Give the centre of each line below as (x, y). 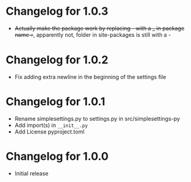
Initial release (31, 173)
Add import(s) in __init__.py (51, 125)
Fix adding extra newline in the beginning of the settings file (90, 77)
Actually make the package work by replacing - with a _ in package (99, 28)
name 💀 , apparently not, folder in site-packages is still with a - (93, 34)
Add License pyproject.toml (49, 131)
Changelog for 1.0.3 (57, 11)
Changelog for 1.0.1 (56, 102)
